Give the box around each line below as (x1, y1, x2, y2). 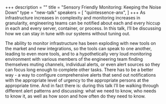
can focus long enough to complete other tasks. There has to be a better (5, 67, 154, 73)
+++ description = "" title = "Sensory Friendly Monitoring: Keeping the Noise (5, 4, 162, 10)
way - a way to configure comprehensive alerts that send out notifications (5, 72, 156, 78)
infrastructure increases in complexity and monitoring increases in (5, 15, 140, 20)
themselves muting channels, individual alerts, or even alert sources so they (5, 62, 160, 67)
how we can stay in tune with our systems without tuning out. (5, 31, 130, 36)
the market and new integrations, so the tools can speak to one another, (5, 46, 152, 51)
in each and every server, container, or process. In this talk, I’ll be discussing (5, 25, 162, 31)
